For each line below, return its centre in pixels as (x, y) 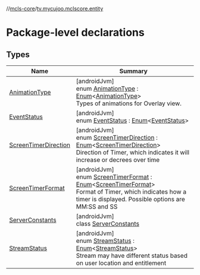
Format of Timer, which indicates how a (131, 192)
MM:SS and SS (97, 206)
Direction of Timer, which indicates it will (132, 152)
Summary (133, 71)
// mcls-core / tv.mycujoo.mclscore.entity (55, 9)
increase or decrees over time (118, 160)
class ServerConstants (108, 224)
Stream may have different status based (132, 256)
